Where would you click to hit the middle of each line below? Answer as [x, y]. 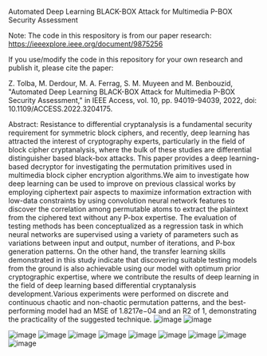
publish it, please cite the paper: [61, 68]
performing [27, 311]
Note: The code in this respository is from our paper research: [110, 36]
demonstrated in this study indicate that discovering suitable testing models [133, 260]
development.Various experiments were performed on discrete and [118, 294]
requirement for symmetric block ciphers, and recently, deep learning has [129, 133]
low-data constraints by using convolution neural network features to [122, 200]
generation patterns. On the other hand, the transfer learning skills [117, 251]
